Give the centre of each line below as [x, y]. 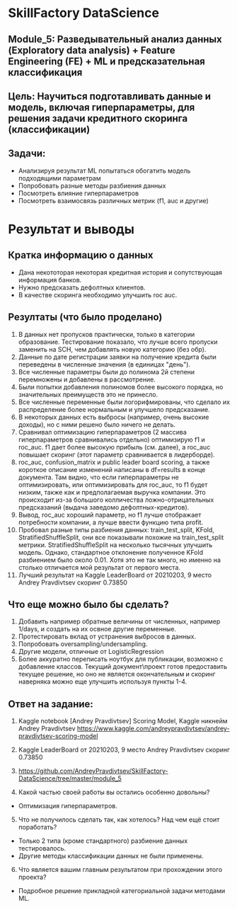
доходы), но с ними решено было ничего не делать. [97, 424]
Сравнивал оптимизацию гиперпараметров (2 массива [102, 432]
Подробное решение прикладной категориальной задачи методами [122, 891]
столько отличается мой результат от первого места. [99, 567]
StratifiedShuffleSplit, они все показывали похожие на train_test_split [121, 537]
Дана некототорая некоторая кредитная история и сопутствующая [120, 272]
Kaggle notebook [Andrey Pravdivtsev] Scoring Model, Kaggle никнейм [123, 721]
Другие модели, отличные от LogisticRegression [91, 652]
